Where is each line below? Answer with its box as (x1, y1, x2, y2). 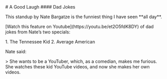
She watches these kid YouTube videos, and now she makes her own (5, 64, 150, 69)
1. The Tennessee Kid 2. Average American (5, 39, 95, 45)
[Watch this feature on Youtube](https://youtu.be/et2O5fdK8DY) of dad (5, 24, 154, 29)
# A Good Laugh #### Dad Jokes (5, 4, 76, 10)
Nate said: (5, 49, 27, 54)
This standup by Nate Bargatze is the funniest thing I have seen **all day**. (5, 14, 162, 20)
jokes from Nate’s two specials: (5, 29, 71, 35)
